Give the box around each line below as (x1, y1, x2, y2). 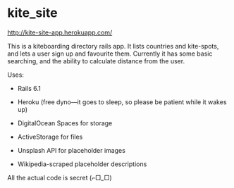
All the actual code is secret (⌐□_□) (7, 173, 113, 182)
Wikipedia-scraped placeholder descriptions (17, 160, 147, 168)
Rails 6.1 (17, 84, 41, 92)
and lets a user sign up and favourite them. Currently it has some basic (7, 49, 213, 58)
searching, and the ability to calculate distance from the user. (7, 56, 185, 65)
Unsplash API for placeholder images (17, 146, 125, 154)
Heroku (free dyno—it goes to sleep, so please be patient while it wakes (17, 97, 227, 106)
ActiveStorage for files (17, 132, 83, 141)
